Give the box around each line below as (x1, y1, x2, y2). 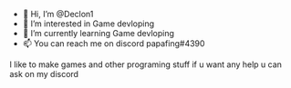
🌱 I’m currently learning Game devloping (22, 28, 175, 38)
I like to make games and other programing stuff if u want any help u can (9, 59, 283, 70)
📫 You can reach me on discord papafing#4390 (22, 38, 205, 49)
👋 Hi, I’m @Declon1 (22, 9, 94, 19)
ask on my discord (9, 69, 79, 79)
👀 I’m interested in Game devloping (22, 18, 155, 29)
